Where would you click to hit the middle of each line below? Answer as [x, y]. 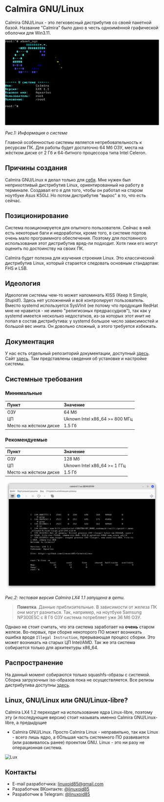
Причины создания [36, 168]
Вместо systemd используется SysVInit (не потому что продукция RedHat [82, 305]
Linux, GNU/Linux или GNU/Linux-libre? [67, 700]
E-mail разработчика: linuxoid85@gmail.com [58, 784]
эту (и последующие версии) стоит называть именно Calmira [69, 717]
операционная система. [37, 747]
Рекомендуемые [26, 440]
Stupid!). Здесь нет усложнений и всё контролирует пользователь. [75, 301]
